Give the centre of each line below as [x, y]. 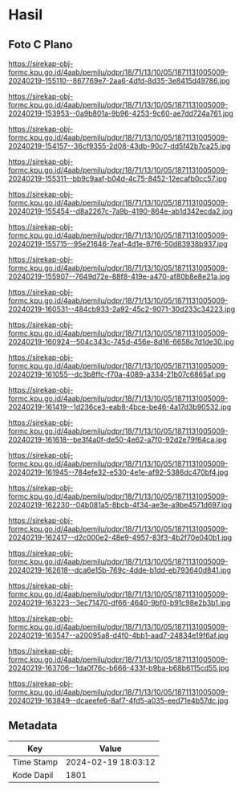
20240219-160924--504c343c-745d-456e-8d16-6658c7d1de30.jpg [121, 342]
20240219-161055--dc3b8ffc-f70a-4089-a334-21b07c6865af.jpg [117, 374]
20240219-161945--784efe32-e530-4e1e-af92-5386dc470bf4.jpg [118, 472]
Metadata [33, 726]
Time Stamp [35, 762]
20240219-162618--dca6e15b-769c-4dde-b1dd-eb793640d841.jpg [119, 570]
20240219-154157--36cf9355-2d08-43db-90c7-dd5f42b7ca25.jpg [119, 146]
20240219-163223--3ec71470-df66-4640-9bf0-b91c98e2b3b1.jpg [119, 603]
